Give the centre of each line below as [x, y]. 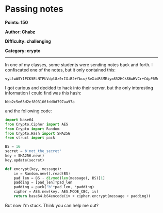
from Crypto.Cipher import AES [37, 124]
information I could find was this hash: [43, 93]
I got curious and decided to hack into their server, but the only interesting [79, 88]
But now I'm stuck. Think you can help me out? [52, 205]
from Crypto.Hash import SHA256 [38, 133]
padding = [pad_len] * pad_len [43, 183]
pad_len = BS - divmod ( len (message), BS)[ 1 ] [59, 178]
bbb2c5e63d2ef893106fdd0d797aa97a [40, 102]
